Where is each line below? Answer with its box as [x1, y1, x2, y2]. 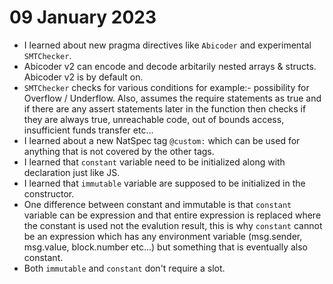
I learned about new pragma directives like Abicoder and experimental [23, 39, 312, 51]
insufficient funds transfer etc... [23, 124, 154, 136]
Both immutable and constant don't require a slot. [23, 262, 226, 274]
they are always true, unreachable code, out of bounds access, [23, 113, 285, 125]
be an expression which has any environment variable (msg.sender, [23, 230, 303, 242]
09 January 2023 [9, 6, 157, 29]
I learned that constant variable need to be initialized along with [23, 156, 286, 168]
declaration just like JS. [23, 166, 121, 178]
